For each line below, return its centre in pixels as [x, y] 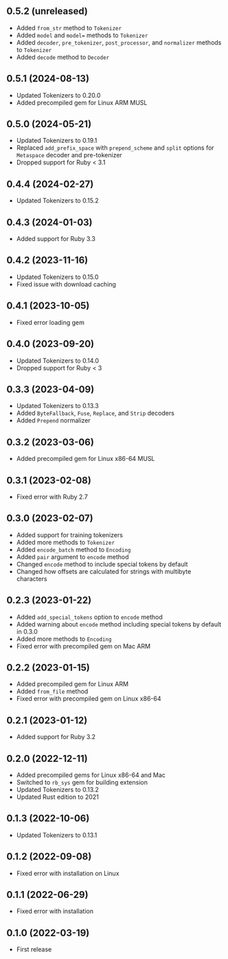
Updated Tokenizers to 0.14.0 [58, 361]
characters [32, 578]
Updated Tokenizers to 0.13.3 [57, 406]
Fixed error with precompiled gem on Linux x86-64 [89, 699]
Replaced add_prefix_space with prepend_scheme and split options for [115, 148]
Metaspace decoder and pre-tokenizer [69, 155]
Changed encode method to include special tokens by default [102, 564]
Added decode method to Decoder [63, 57]
